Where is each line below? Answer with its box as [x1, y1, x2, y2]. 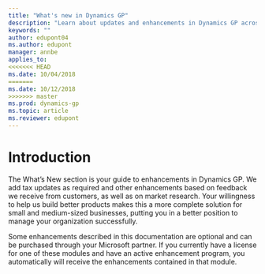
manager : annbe [8, 48, 58, 56]
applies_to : [8, 56, 47, 64]
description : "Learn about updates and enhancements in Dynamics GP [8, 19, 238, 27]
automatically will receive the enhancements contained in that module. [8, 257, 237, 266]
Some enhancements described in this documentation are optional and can [8, 231, 252, 241]
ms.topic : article [8, 107, 69, 115]
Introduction [8, 148, 91, 167]
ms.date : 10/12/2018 [8, 84, 77, 93]
